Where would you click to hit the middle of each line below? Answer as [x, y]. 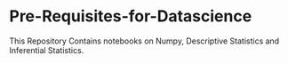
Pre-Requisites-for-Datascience [131, 16]
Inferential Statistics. [47, 50]
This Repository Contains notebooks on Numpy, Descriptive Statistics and [144, 41]
